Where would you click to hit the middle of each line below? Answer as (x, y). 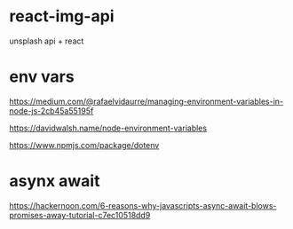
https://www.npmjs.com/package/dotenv (84, 145)
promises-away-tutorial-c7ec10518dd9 (80, 215)
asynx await (55, 182)
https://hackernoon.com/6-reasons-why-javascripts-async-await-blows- (143, 205)
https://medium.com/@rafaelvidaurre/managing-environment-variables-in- (146, 101)
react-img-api (62, 16)
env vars (42, 77)
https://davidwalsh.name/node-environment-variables (108, 128)
